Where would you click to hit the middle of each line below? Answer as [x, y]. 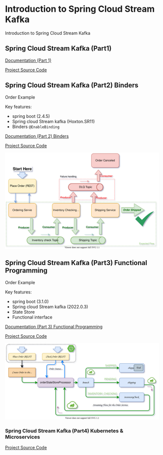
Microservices [23, 437]
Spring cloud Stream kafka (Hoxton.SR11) [53, 121]
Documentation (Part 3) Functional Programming [54, 326]
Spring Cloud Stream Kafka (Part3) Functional [76, 263]
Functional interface [32, 317]
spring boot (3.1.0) [30, 301]
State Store [23, 312]
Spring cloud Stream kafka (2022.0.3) [50, 307]
